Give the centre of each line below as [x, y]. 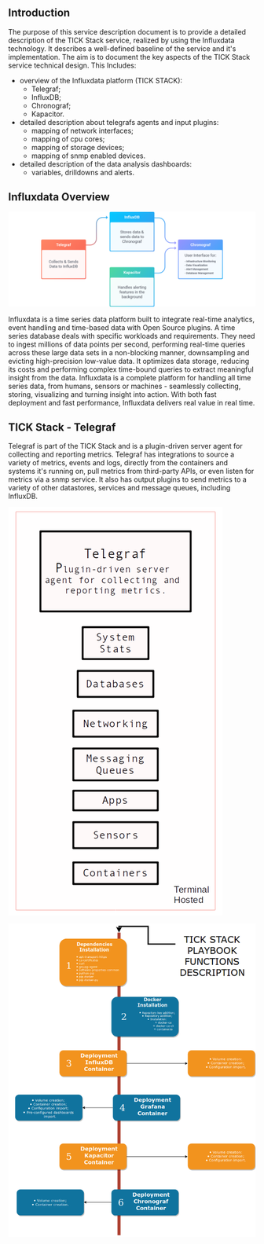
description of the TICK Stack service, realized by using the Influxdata [121, 40]
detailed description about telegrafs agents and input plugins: [119, 122]
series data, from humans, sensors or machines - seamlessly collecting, [125, 386]
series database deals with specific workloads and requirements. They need [132, 336]
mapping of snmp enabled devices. [88, 156]
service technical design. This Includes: [72, 65]
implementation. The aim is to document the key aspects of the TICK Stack [129, 57]
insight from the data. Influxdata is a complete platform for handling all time [130, 377]
